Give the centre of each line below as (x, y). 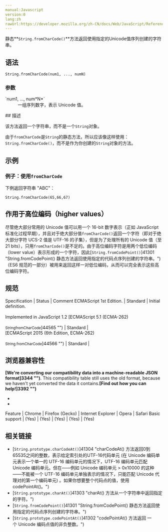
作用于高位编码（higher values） (56, 214)
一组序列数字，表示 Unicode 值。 (52, 105)
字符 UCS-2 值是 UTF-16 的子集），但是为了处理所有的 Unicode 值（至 (90, 239)
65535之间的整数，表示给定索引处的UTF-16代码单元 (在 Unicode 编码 (84, 455)
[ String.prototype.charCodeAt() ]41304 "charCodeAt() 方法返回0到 (81, 449)
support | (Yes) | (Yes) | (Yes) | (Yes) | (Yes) (50, 419)
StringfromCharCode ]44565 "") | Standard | (47, 327)
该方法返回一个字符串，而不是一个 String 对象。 (53, 126)
